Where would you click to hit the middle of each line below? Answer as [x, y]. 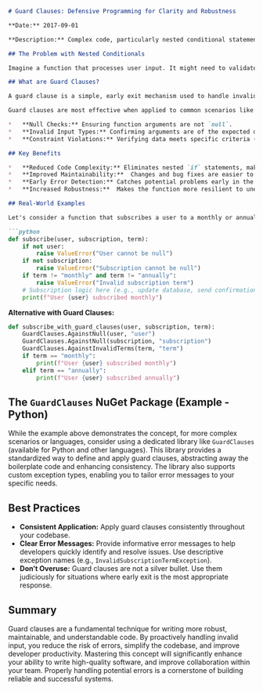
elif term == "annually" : [65, 370]
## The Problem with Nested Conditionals [77, 54]
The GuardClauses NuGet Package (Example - [119, 402]
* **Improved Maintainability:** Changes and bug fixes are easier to [131, 175]
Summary [32, 610]
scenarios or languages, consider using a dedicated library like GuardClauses [131, 442]
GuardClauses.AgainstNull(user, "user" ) [89, 334]
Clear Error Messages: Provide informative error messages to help [128, 544]
